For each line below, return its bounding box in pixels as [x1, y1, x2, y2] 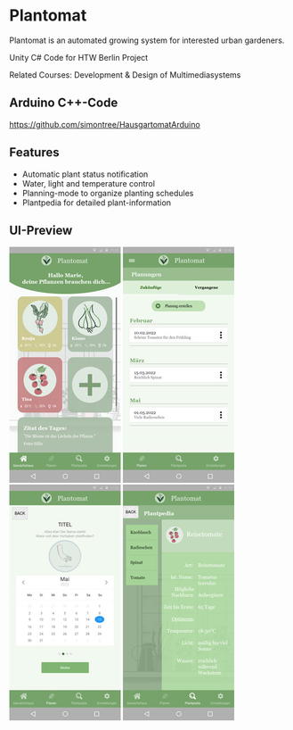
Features [9, 145, 60, 161]
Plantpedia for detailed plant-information [21, 197, 172, 208]
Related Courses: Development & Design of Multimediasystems [9, 69, 241, 80]
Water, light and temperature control [21, 178, 156, 188]
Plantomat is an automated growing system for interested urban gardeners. [9, 35, 285, 46]
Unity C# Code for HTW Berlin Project [9, 52, 149, 62]
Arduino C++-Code [9, 95, 118, 111]
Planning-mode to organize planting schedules [21, 187, 194, 198]
